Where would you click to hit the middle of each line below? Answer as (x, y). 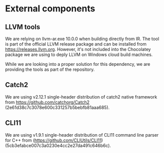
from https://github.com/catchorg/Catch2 (47, 102)
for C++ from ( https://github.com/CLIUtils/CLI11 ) (54, 140)
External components (50, 9)
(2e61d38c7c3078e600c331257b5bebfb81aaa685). (57, 107)
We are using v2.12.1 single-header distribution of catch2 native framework (81, 97)
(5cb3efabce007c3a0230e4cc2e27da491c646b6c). (58, 145)
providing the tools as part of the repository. (50, 69)
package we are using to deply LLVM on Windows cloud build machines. (79, 54)
